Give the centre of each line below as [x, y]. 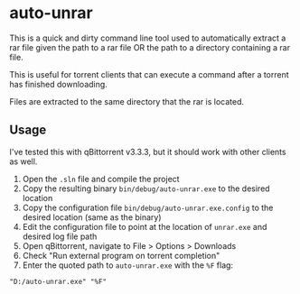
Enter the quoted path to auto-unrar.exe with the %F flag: [127, 265]
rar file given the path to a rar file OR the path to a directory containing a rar [150, 47]
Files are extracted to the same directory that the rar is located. [127, 101]
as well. [23, 161]
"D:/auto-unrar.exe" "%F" [58, 281]
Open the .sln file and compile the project [101, 179]
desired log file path [60, 236]
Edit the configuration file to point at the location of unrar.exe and [145, 226]
